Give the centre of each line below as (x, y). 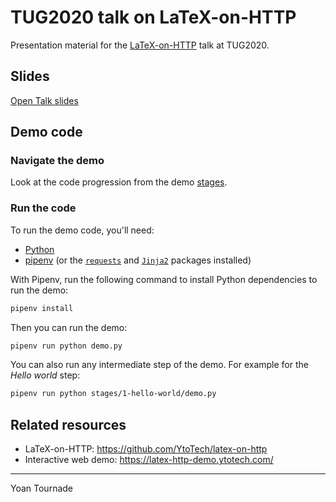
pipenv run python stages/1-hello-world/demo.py (113, 394)
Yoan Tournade (42, 488)
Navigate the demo (57, 161)
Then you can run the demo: (69, 327)
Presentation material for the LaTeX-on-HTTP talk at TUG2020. (140, 45)
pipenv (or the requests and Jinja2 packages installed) (138, 260)
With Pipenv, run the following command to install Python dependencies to (164, 279)
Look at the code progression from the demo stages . (119, 182)
